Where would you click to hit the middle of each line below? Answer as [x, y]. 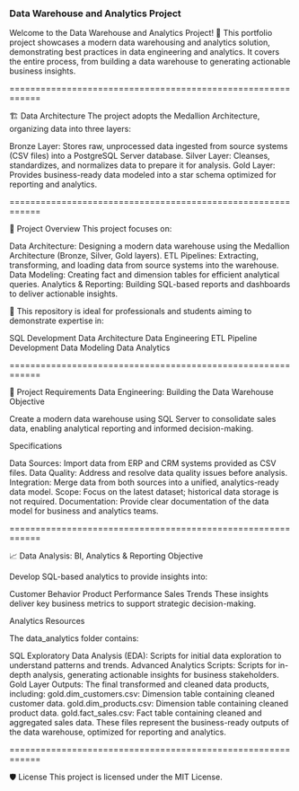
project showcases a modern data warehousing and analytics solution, [140, 42]
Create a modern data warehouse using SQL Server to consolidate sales [143, 419]
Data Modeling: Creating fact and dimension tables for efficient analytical [145, 275]
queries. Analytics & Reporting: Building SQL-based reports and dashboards [150, 285]
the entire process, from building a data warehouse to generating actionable [150, 62]
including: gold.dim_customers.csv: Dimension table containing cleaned [142, 694]
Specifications [36, 446]
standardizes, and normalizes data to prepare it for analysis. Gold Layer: [142, 165]
